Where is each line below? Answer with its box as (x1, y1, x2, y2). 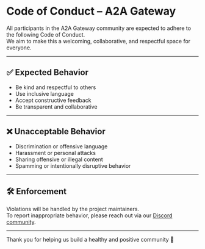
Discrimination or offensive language (15, 142, 108, 150)
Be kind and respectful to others (15, 84, 96, 91)
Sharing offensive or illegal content (15, 156, 104, 163)
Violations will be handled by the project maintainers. (6, 206, 139, 213)
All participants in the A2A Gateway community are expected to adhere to (6, 24, 191, 32)
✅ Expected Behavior (6, 67, 89, 78)
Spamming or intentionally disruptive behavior (15, 162, 131, 169)
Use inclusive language (15, 90, 74, 97)
